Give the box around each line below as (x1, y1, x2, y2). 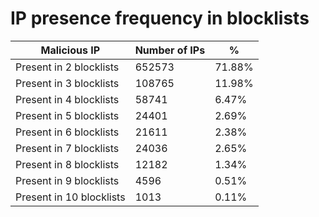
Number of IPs (134, 43, 206, 57)
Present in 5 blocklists (15, 108, 120, 122)
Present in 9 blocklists (15, 173, 120, 187)
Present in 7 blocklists (15, 141, 120, 155)
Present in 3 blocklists (15, 76, 120, 90)
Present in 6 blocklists (15, 125, 120, 139)
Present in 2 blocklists (15, 60, 120, 74)
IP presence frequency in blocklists (10, 7, 310, 30)
